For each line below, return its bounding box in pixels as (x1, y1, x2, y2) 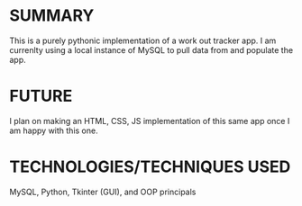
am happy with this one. (9, 125, 98, 136)
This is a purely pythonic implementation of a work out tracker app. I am (9, 35, 277, 46)
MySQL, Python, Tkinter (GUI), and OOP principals (9, 186, 197, 197)
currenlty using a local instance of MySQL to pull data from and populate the (9, 44, 294, 55)
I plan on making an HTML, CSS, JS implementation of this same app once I (9, 115, 290, 126)
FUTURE (9, 86, 73, 106)
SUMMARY (9, 5, 95, 26)
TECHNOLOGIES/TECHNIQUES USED (9, 157, 291, 177)
